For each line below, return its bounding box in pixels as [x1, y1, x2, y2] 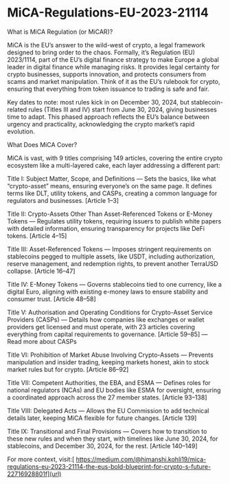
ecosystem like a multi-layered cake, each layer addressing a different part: [7, 161, 221, 169]
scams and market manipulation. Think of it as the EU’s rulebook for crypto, [7, 77, 220, 85]
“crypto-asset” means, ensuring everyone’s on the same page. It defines [7, 181, 213, 190]
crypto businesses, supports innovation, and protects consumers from [7, 70, 207, 78]
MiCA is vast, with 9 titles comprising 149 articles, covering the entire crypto [7, 153, 223, 162]
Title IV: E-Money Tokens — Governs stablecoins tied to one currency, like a [7, 280, 222, 288]
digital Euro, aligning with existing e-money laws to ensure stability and [7, 287, 208, 296]
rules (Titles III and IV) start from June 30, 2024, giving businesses [28, 105, 218, 113]
